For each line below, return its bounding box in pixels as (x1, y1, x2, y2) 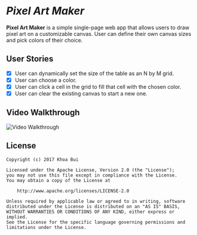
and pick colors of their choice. (6, 36, 83, 44)
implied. (6, 214, 28, 220)
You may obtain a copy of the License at (6, 177, 111, 183)
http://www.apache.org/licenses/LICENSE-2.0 (17, 188, 130, 194)
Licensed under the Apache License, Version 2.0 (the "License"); (6, 167, 175, 173)
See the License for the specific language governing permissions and (6, 219, 186, 225)
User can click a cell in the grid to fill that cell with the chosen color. (14, 83, 181, 90)
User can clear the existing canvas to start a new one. (14, 89, 147, 97)
